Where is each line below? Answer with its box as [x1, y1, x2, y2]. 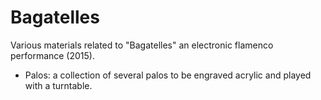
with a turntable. [24, 79, 93, 91]
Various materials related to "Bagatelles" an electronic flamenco [10, 39, 274, 51]
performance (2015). [10, 49, 95, 61]
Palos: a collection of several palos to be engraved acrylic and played [24, 69, 312, 81]
